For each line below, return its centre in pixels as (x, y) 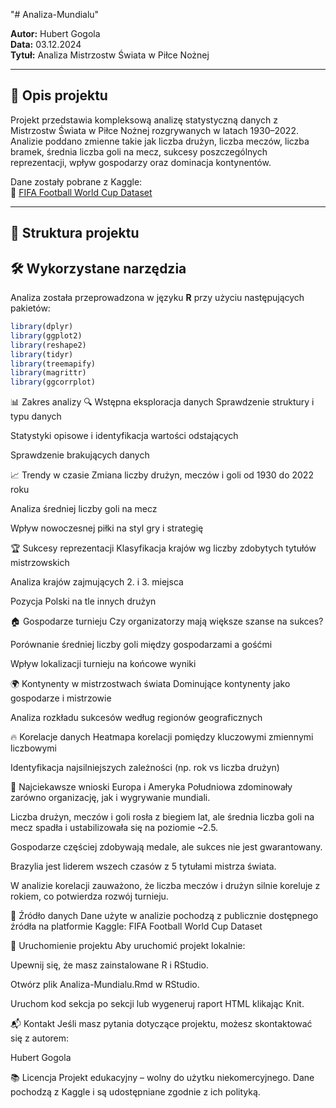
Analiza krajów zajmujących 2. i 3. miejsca (97, 582)
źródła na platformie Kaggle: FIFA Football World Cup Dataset (136, 926)
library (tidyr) (42, 354)
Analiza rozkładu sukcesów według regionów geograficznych (136, 718)
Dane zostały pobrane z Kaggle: (76, 181)
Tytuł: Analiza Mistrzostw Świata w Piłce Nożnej (110, 55)
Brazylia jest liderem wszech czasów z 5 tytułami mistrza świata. (143, 866)
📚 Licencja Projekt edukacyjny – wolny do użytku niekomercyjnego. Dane (162, 1078)
